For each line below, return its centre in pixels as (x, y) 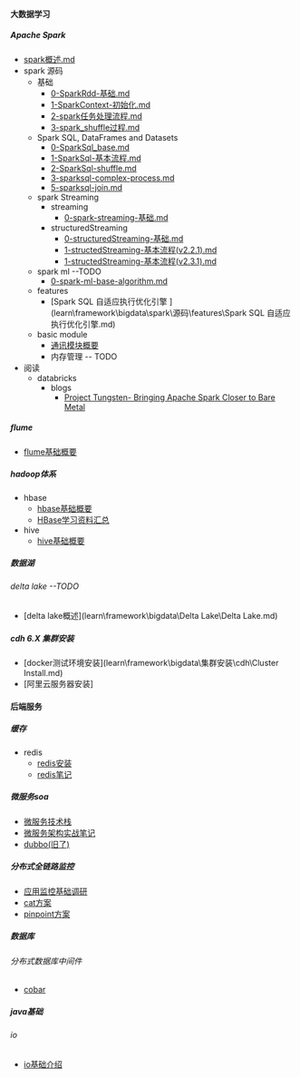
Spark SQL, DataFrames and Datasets (107, 137)
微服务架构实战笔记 (59, 833)
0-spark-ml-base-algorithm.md (109, 280)
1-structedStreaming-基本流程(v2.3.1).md (140, 261)
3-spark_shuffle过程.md (95, 127)
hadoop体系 (34, 474)
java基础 (27, 1011)
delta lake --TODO (45, 586)
